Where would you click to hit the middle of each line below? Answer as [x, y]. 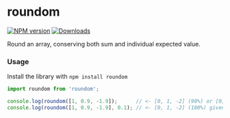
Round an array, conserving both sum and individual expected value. [104, 44]
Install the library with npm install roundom [67, 76]
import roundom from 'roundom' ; [53, 89]
